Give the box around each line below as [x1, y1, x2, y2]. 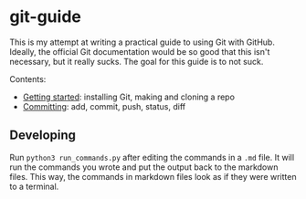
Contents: [9, 73, 47, 84]
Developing [9, 128, 76, 143]
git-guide [9, 6, 82, 27]
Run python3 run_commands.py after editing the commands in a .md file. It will [9, 152, 295, 162]
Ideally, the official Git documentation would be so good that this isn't [9, 46, 270, 57]
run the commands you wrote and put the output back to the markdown [9, 162, 279, 173]
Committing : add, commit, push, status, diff [22, 100, 185, 111]
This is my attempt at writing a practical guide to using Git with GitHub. [9, 37, 276, 47]
